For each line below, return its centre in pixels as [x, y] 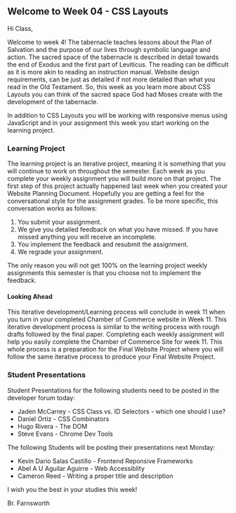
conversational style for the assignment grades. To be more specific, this [113, 201]
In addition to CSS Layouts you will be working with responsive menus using [118, 115]
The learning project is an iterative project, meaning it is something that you [117, 164]
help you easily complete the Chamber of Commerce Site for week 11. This [115, 342]
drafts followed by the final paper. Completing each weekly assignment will [116, 334]
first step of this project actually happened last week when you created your [118, 186]
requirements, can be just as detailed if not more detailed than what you [111, 79]
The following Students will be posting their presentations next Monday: [111, 447]
